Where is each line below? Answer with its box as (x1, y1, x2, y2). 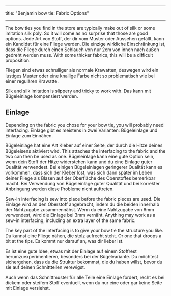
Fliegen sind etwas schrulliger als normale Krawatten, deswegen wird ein (5, 67, 159, 73)
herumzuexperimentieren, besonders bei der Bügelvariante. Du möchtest (5, 253, 159, 259)
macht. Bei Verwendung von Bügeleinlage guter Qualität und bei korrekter (5, 180, 160, 186)
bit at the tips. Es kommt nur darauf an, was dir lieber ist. (5, 238, 124, 244)
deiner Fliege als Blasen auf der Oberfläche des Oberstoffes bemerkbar (5, 175, 156, 181)
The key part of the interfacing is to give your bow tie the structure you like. (5, 227, 164, 233)
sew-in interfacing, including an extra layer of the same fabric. (5, 217, 136, 224)
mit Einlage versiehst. (5, 285, 50, 291)
